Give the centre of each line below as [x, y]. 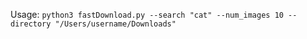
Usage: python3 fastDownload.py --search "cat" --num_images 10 [147, 14]
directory [31, 24]
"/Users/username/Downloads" [115, 24]
